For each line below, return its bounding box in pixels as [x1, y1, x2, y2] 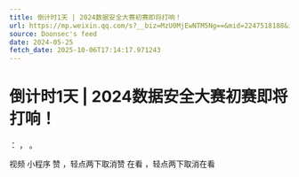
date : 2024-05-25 [9, 37, 74, 47]
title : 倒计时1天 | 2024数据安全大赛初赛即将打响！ [9, 12, 182, 22]
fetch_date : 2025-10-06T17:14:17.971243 [9, 46, 162, 55]
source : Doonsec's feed [9, 29, 98, 38]
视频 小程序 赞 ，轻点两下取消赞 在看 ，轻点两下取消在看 [9, 158, 215, 169]
